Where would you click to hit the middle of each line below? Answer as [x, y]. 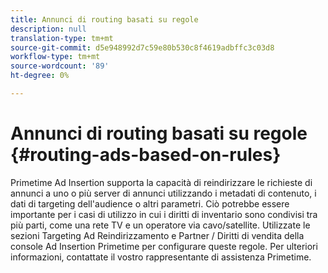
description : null [48, 29]
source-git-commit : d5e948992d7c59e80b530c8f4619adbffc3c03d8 [142, 47]
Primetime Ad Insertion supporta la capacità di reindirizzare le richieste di [161, 182]
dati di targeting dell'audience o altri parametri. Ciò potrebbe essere [150, 203]
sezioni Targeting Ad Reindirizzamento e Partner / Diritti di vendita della [157, 235]
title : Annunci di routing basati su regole [104, 19]
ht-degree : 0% [40, 76]
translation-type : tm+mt [62, 38]
